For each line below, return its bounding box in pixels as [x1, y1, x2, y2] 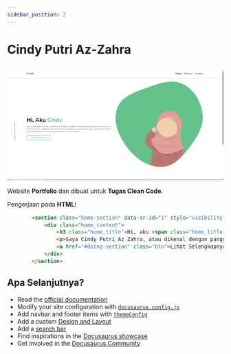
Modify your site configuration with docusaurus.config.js [16, 302, 180, 311]
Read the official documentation [16, 295, 108, 303]
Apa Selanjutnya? [7, 277, 85, 289]
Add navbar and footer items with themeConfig [16, 310, 148, 318]
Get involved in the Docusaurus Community [16, 339, 141, 347]
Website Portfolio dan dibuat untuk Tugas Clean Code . [7, 187, 164, 195]
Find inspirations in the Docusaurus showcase [16, 331, 148, 340]
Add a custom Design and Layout [16, 317, 111, 325]
